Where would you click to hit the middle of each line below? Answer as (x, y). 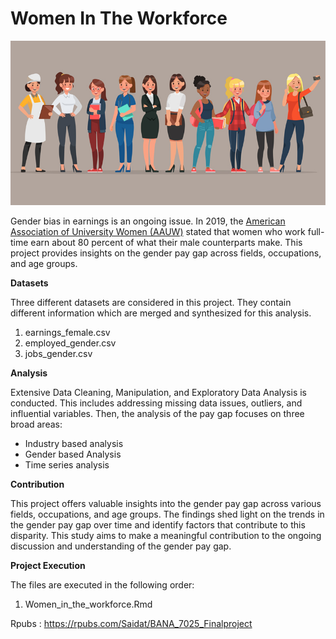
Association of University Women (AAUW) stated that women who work (158, 232)
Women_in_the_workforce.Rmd (88, 604)
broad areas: (36, 424)
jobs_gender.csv (58, 354)
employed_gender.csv (70, 343)
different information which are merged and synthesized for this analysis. (161, 313)
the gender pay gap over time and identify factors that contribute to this (158, 525)
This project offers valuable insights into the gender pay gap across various (166, 504)
